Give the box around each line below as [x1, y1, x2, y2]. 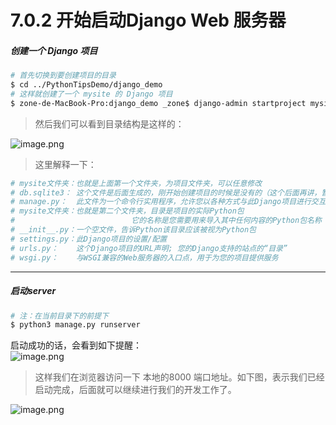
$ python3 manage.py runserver [10, 320, 141, 330]
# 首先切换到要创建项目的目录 [10, 71, 117, 81]
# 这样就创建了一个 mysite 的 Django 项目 [10, 89, 173, 99]
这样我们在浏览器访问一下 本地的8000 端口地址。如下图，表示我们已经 [34, 371, 325, 383]
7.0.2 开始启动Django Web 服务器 [10, 9, 287, 32]
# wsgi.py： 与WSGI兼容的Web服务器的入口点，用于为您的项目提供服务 [10, 252, 279, 263]
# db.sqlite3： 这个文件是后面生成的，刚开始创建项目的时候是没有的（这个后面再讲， [10, 187, 322, 198]
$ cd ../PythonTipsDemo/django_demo [10, 80, 163, 90]
